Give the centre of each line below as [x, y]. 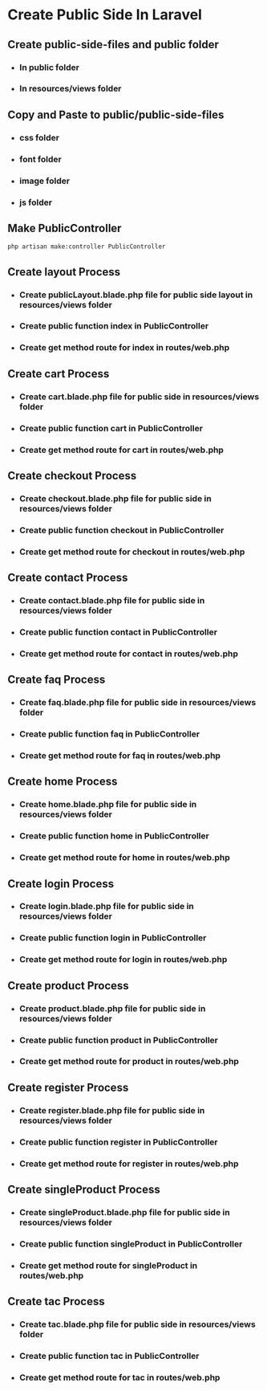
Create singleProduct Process [84, 1189]
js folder [36, 202]
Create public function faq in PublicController [109, 734]
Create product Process [68, 985]
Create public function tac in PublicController [109, 1356]
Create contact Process [68, 578]
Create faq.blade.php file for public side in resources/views [138, 703]
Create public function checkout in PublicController [121, 530]
